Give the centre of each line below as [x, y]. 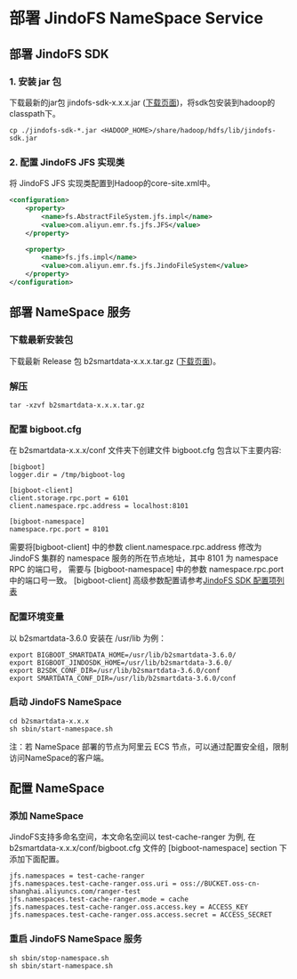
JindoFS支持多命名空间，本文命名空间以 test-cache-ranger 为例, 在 [132, 837]
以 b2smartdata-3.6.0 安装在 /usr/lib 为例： [88, 638]
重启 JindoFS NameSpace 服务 [76, 939]
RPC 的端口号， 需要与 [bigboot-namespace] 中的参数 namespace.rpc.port [147, 570]
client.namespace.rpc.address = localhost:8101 [99, 506]
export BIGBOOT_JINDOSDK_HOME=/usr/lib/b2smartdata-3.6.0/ [121, 663]
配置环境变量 [37, 617]
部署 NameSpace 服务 [70, 312]
